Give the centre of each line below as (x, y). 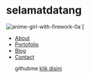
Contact (24, 57)
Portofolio (27, 44)
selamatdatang (44, 10)
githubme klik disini (38, 68)
